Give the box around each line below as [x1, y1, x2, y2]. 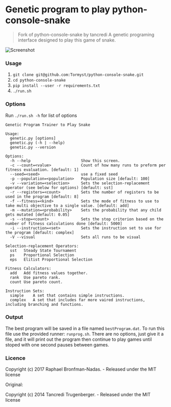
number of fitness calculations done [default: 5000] [5, 221, 123, 226]
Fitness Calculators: [5, 266, 52, 271]
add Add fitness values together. [10, 270, 88, 276]
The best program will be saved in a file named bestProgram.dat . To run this [5, 325, 165, 332]
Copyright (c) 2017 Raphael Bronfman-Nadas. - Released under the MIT [5, 366, 157, 373]
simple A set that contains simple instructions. [10, 293, 125, 298]
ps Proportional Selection [10, 253, 74, 258]
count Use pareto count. [10, 279, 63, 284]
